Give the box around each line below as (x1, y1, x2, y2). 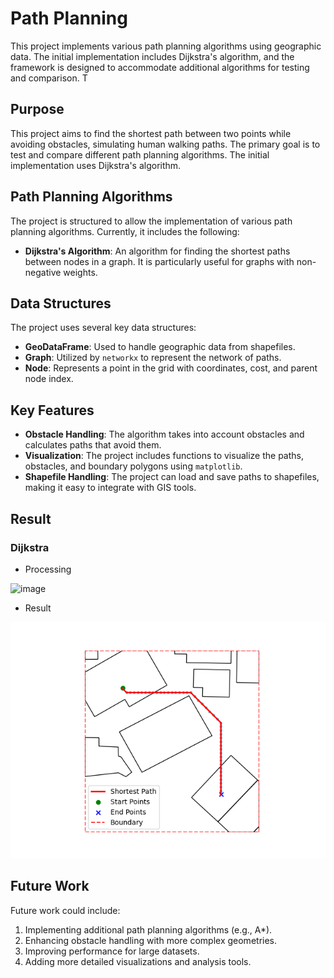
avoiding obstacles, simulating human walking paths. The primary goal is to (10, 138, 321, 150)
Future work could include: (10, 904, 121, 916)
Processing (24, 563, 72, 575)
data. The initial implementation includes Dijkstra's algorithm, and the (10, 50, 295, 62)
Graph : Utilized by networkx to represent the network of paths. (24, 352, 282, 364)
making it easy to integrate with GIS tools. (24, 482, 197, 494)
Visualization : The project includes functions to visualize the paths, (24, 450, 305, 462)
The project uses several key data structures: (10, 322, 197, 334)
